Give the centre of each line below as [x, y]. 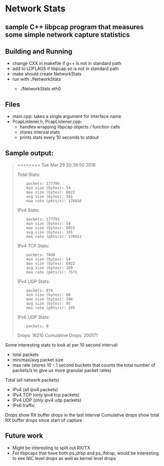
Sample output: [29, 153]
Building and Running [39, 51]
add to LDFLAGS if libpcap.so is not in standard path [66, 69]
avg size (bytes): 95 [48, 304]
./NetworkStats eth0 [40, 89]
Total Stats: [29, 175]
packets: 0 [38, 326]
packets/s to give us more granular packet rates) [62, 370]
